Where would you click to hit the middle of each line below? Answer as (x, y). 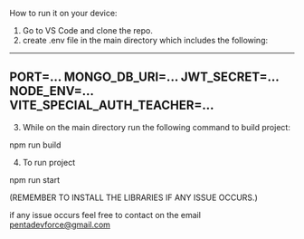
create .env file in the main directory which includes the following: (145, 40)
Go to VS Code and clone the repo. (88, 30)
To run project (48, 162)
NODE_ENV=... (52, 91)
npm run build (35, 145)
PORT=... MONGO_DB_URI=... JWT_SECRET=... (144, 77)
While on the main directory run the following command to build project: (157, 127)
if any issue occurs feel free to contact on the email (105, 215)
